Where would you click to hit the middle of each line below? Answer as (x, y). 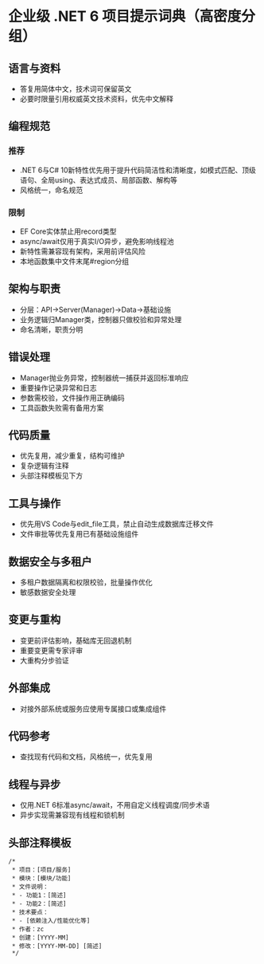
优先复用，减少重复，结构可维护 (72, 456)
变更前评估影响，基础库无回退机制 (76, 640)
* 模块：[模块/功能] (41, 879)
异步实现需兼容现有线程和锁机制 (72, 815)
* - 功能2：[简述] (39, 904)
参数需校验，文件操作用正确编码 (72, 397)
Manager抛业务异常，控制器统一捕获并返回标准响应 (104, 378)
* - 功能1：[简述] (39, 895)
